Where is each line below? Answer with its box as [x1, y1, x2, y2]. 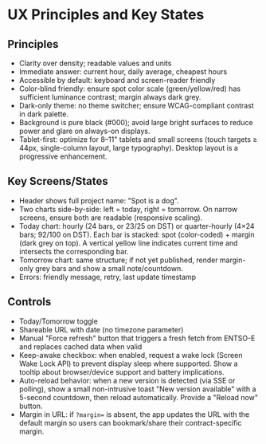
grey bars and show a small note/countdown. [34, 263, 184, 273]
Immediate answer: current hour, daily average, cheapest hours [18, 67, 228, 77]
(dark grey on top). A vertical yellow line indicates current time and [18, 238, 238, 248]
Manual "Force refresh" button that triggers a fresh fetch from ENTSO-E [18, 333, 256, 343]
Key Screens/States [7, 175, 108, 188]
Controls [7, 295, 52, 308]
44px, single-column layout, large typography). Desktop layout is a [18, 143, 238, 152]
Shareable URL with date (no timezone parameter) [18, 324, 184, 334]
